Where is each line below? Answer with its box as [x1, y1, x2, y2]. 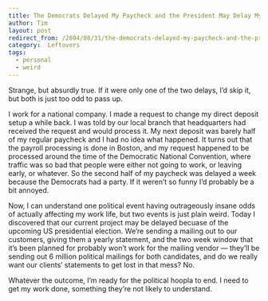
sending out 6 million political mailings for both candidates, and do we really [8, 252, 258, 261]
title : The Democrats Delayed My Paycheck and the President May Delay [8, 11, 251, 20]
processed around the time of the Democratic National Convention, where [8, 151, 251, 161]
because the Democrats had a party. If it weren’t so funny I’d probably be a [8, 177, 254, 186]
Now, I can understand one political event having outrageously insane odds [8, 201, 256, 210]
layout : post [8, 26, 52, 34]
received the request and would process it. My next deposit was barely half [8, 126, 256, 135]
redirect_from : [8, 33, 59, 42]
